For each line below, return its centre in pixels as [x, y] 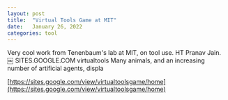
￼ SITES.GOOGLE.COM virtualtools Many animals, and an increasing [106, 60]
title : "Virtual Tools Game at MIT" [62, 20]
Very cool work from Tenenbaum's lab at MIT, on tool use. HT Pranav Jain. [114, 53]
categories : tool [32, 33]
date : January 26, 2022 [45, 26]
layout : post [26, 14]
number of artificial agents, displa [55, 68]
